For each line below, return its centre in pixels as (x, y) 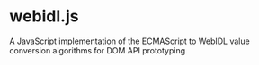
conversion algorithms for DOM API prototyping (98, 50)
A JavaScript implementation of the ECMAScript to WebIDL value (129, 41)
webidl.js (44, 16)
